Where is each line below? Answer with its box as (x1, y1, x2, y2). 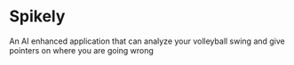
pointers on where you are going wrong (9, 45, 154, 55)
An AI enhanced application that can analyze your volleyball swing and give (9, 36, 286, 46)
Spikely (9, 6, 66, 27)
